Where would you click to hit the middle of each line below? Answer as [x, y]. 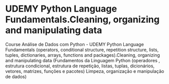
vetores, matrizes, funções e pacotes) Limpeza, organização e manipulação [85, 71]
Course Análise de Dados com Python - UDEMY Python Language [75, 44]
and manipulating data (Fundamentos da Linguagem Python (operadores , [83, 60]
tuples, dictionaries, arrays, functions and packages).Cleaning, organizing [83, 55]
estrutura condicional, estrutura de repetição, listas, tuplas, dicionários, [80, 66]
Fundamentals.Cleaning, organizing [82, 19]
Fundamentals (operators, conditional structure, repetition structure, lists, [82, 50]
